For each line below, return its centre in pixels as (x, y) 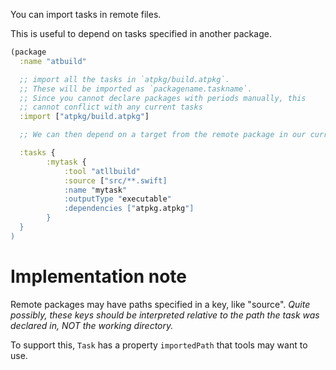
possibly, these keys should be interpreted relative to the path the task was (165, 315)
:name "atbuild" (53, 61)
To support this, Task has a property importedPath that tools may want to (159, 345)
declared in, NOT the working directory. (92, 325)
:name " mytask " (95, 190)
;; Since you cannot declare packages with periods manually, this (163, 98)
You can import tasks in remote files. (86, 14)
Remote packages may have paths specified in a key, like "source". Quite (160, 304)
